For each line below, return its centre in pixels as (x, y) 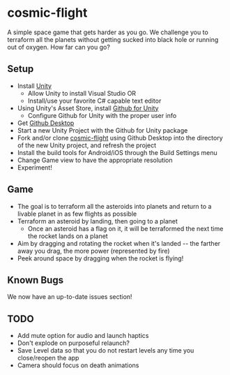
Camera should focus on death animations (78, 365)
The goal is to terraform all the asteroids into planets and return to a (114, 206)
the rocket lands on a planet (68, 236)
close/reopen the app (48, 358)
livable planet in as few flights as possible (77, 214)
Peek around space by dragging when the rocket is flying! (100, 258)
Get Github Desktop (46, 123)
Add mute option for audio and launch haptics (83, 336)
